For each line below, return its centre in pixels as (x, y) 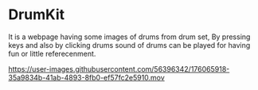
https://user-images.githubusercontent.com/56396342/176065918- (119, 68)
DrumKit (37, 15)
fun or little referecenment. (52, 53)
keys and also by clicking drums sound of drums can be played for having (129, 45)
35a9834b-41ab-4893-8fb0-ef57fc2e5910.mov (86, 77)
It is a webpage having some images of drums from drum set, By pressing (129, 37)
